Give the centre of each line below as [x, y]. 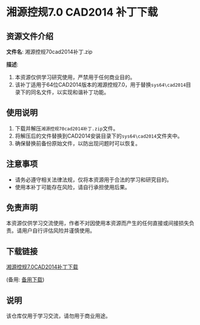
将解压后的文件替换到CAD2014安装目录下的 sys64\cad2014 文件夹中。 [99, 136]
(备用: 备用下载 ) [25, 280]
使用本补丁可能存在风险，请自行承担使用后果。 [72, 187]
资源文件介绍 [30, 36]
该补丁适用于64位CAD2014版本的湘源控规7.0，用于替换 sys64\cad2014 [100, 85]
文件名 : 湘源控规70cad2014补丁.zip [49, 52]
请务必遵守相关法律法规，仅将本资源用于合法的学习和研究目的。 [93, 180]
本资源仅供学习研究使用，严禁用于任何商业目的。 [75, 77]
